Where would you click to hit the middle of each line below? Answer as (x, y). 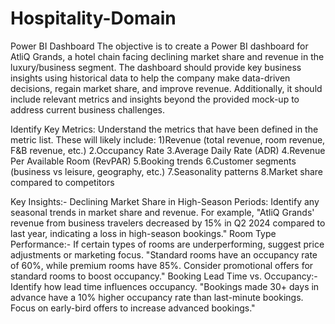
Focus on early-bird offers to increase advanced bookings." (133, 308)
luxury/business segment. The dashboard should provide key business (156, 67)
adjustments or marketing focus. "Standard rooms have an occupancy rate (164, 254)
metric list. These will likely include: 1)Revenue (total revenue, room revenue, (168, 139)
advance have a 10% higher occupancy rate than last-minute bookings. (157, 297)
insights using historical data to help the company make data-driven (150, 78)
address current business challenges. (87, 109)
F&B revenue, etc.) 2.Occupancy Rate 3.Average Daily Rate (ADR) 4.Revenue (168, 150)
